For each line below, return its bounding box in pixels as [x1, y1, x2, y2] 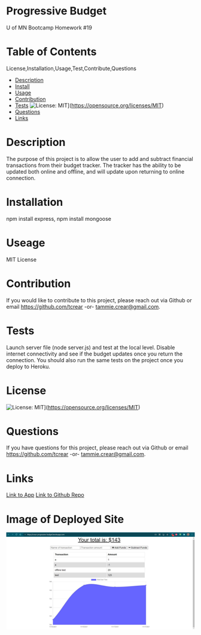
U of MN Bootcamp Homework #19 [6, 24, 93, 31]
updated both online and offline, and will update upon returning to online [6, 168, 185, 175]
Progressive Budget [6, 4, 106, 18]
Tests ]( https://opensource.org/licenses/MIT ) [14, 102, 165, 109]
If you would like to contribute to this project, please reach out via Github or [6, 296, 193, 303]
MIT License [6, 256, 37, 263]
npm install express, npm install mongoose [6, 215, 112, 222]
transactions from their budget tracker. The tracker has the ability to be [6, 162, 181, 169]
